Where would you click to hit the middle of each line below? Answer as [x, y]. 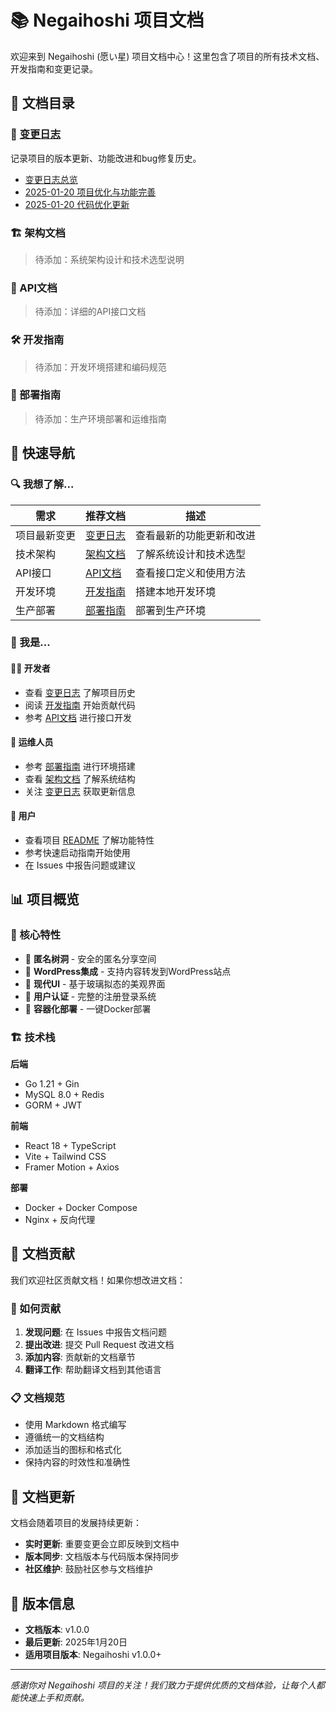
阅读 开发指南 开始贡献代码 [80, 705]
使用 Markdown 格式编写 [75, 1425]
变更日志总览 [51, 179]
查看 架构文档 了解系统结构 [80, 778]
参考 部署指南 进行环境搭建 [80, 766]
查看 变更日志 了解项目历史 [80, 692]
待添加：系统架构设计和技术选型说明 [109, 259]
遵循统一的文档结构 [64, 1437]
